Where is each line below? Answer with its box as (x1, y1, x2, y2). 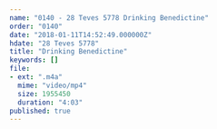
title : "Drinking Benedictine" (9, 47, 128, 56)
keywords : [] (9, 55, 59, 64)
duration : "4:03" (17, 97, 84, 107)
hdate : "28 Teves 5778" (9, 38, 100, 48)
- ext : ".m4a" (9, 73, 64, 82)
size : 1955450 (17, 89, 71, 98)
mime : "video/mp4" (17, 81, 88, 90)
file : (9, 64, 30, 74)
